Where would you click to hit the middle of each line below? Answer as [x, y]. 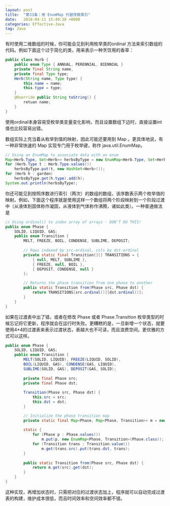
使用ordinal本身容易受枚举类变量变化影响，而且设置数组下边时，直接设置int [84, 122]
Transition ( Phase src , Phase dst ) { [62, 393]
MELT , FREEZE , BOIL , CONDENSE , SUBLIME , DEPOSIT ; [77, 241]
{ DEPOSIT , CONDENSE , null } [63, 269]
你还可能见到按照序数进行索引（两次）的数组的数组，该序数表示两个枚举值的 [85, 193]
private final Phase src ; [51, 378]
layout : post [19, 10]
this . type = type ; [43, 88]
